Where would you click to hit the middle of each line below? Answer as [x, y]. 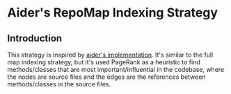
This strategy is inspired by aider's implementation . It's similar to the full [110, 55]
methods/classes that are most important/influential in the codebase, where [116, 69]
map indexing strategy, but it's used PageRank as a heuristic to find [104, 62]
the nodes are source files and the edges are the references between [107, 77]
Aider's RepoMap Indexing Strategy [112, 13]
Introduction [35, 38]
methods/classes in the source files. [59, 84]
